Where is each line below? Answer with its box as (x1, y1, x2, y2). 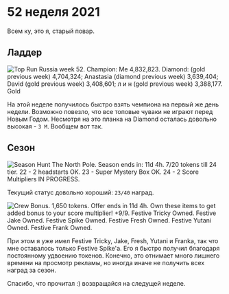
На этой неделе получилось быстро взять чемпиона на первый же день (7, 100, 219, 109)
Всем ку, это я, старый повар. (7, 27, 95, 35)
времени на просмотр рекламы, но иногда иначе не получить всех (7, 258, 205, 267)
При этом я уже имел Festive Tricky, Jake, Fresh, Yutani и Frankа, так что (7, 236, 219, 245)
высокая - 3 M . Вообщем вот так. (7, 122, 104, 131)
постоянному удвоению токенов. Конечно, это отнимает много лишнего (7, 251, 220, 260)
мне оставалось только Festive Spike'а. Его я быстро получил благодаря (7, 244, 220, 252)
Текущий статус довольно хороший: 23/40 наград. (7, 188, 154, 196)
